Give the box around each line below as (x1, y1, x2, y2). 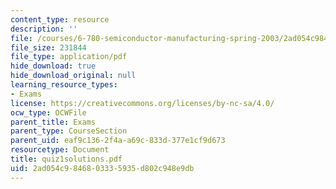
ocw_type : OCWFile (10, 107, 87, 118)
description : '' (10, 24, 78, 34)
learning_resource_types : (10, 80, 118, 90)
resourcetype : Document (10, 145, 110, 155)
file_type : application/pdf (10, 52, 128, 62)
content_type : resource (10, 14, 110, 25)
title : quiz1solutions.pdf (10, 154, 123, 164)
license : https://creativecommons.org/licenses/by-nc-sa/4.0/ (10, 98, 275, 108)
